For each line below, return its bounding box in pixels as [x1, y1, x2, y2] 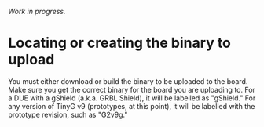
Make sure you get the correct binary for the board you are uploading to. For [8, 85, 255, 94]
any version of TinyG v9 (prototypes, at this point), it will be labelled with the [8, 101, 255, 111]
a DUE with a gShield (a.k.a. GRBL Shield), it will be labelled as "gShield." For [8, 93, 256, 103]
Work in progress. [8, 7, 66, 16]
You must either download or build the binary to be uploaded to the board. [8, 76, 248, 85]
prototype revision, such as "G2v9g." [8, 110, 128, 119]
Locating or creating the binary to [8, 34, 232, 52]
